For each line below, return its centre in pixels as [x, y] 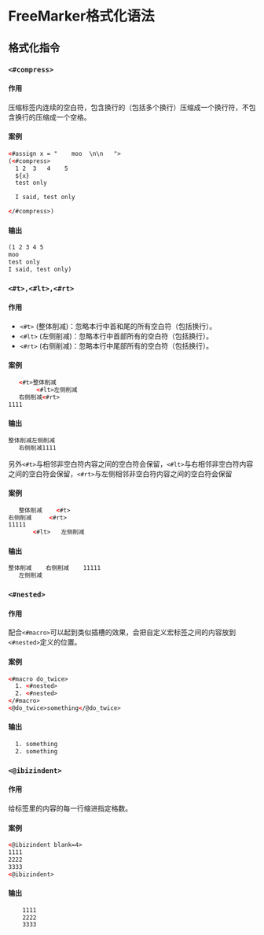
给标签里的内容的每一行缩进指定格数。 [70, 808]
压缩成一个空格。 [63, 117]
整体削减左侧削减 [32, 440]
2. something [37, 751]
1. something [37, 745]
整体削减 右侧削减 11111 [55, 568]
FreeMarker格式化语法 [81, 16]
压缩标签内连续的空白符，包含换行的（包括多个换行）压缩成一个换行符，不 [128, 107]
